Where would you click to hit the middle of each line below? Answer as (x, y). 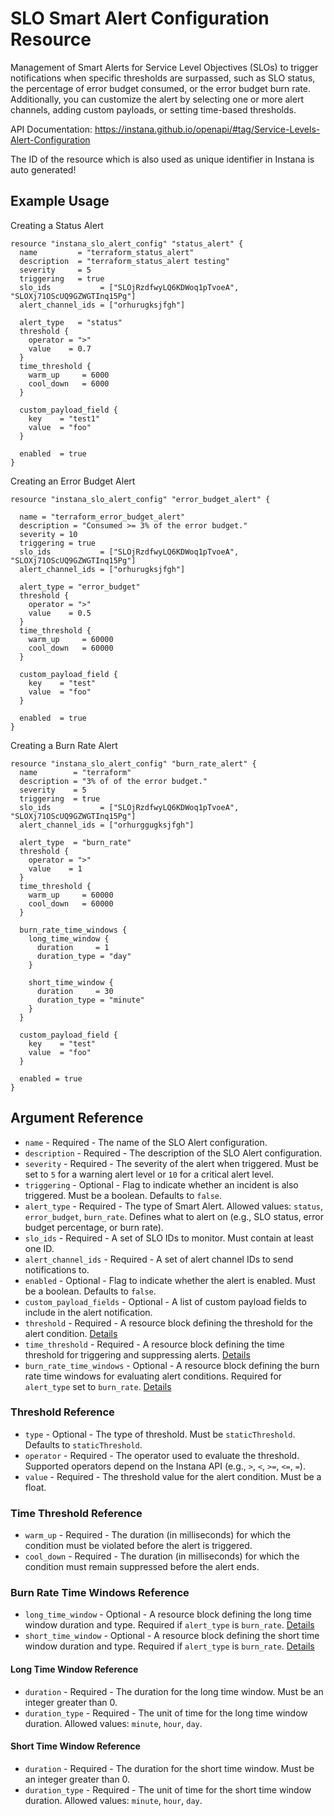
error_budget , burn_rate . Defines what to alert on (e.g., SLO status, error (174, 1216)
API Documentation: (51, 129)
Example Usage (60, 201)
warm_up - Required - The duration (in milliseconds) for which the (157, 1535)
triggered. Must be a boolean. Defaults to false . (123, 1195)
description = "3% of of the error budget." (113, 781)
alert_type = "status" (71, 322)
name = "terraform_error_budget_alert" (102, 517)
